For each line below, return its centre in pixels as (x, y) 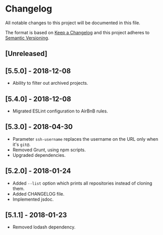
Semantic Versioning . (27, 38)
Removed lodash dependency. (44, 227)
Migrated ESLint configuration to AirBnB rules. (60, 111)
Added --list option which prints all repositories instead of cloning (82, 183)
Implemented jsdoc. (33, 199)
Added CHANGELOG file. (38, 194)
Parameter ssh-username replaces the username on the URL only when (85, 139)
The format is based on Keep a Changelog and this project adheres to (77, 32)
